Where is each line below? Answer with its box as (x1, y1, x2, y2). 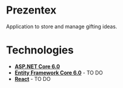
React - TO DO (14, 75, 51, 82)
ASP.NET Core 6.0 (14, 63, 60, 70)
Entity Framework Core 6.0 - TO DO (14, 69, 104, 76)
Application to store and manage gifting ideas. (6, 23, 117, 30)
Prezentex (6, 4, 57, 17)
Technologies (6, 43, 74, 57)
